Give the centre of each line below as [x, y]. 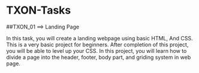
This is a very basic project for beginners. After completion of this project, [97, 45]
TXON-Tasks [39, 10]
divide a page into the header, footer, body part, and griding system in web [99, 57]
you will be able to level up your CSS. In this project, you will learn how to [97, 50]
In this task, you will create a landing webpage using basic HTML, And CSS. [99, 38]
